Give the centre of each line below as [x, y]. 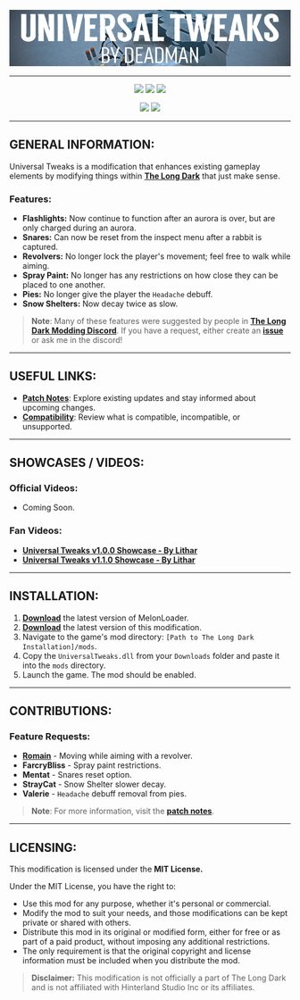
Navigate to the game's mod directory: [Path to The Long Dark [138, 637]
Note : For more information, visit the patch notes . [122, 811]
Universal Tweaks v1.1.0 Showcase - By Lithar [109, 560]
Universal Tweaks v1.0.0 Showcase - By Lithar [110, 550]
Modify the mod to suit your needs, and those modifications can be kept [155, 913]
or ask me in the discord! [77, 339]
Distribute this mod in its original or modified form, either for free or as [151, 932]
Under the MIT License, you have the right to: [93, 887]
